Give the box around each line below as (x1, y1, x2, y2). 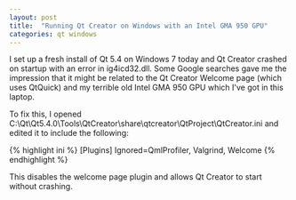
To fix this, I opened (9, 108, 82, 120)
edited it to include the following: (9, 128, 129, 139)
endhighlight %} (9, 155, 68, 165)
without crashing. (9, 181, 73, 192)
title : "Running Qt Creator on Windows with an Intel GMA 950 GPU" (9, 21, 268, 30)
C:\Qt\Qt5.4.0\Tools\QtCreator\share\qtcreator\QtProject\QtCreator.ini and (9, 118, 279, 129)
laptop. (9, 92, 36, 102)
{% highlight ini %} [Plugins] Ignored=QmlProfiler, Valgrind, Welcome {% (9, 145, 276, 156)
